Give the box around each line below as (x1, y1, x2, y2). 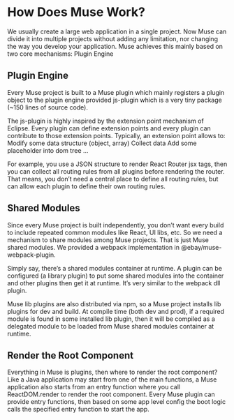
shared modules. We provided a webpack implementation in (7, 243, 180, 251)
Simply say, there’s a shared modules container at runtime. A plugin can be (7, 264, 222, 272)
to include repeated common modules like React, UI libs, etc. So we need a (7, 228, 223, 237)
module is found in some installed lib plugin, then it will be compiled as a (7, 315, 215, 323)
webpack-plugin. (7, 250, 56, 259)
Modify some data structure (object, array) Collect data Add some (7, 139, 197, 147)
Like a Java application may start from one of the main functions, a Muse (7, 375, 217, 384)
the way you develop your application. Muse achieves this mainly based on (7, 42, 224, 50)
